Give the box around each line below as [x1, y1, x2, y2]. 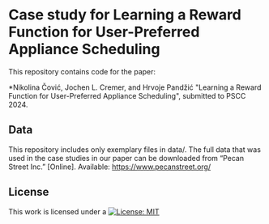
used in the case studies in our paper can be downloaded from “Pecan [8, 153, 245, 163]
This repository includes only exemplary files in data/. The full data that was [8, 144, 262, 154]
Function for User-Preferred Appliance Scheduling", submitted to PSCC [8, 91, 246, 100]
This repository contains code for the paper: [8, 66, 156, 76]
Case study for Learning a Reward [8, 6, 241, 24]
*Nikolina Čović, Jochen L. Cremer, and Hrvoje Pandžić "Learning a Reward [8, 82, 262, 92]
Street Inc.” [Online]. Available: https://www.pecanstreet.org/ [8, 162, 211, 171]
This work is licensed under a [8, 206, 107, 216]
